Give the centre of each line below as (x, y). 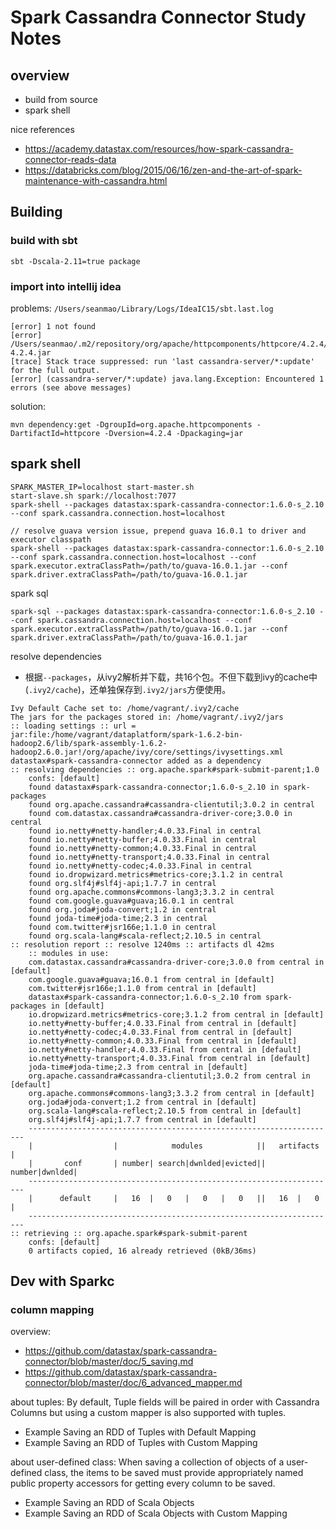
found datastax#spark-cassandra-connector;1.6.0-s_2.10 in (154, 787)
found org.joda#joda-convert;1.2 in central (122, 909)
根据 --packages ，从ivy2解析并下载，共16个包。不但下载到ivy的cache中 (171, 677)
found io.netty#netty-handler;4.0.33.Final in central (145, 831)
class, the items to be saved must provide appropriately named (174, 1473)
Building (36, 212)
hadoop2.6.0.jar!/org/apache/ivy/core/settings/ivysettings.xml (147, 752)
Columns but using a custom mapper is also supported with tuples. (148, 1413)
